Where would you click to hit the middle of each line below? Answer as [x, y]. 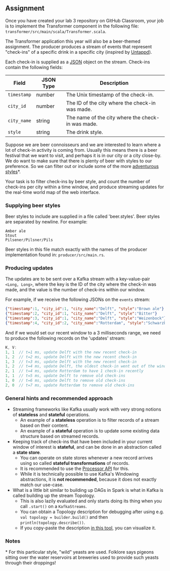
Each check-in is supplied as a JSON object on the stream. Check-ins [78, 62]
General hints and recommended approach [59, 398]
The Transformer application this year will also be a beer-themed [73, 41]
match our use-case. [42, 485]
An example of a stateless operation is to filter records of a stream [90, 420]
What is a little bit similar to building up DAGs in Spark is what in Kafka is [88, 490]
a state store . [27, 452]
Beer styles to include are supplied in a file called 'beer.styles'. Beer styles [83, 216]
